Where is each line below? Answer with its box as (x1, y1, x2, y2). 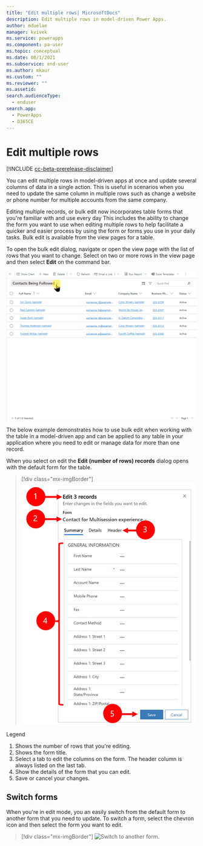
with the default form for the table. (6, 464, 92, 471)
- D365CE (12, 118, 34, 124)
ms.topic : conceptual (6, 48, 61, 55)
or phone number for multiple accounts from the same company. (6, 196, 168, 204)
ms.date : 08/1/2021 (6, 55, 56, 61)
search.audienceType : (6, 93, 61, 99)
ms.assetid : (6, 87, 36, 93)
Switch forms (6, 792, 58, 802)
